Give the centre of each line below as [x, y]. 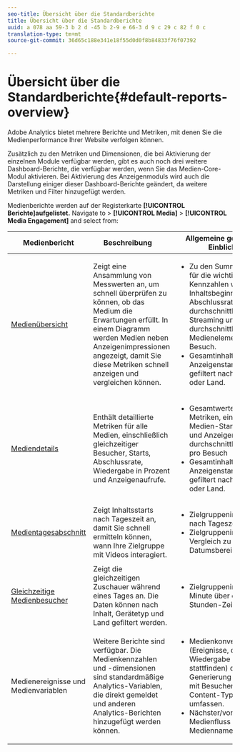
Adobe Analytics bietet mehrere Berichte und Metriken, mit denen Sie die [115, 132]
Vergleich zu [210, 541]
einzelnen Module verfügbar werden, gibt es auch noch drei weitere [107, 161]
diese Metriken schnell [131, 365]
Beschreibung [127, 243]
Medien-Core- [200, 169]
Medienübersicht [39, 324]
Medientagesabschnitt [49, 533]
